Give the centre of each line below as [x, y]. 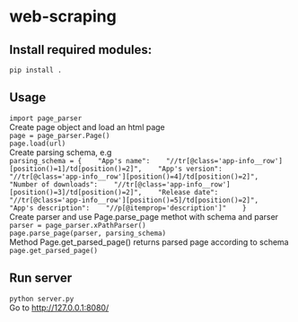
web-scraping [63, 17]
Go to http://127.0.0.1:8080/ [59, 308]
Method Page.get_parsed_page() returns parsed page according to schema [149, 242]
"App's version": [190, 169]
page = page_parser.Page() [60, 135]
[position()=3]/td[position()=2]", [76, 192]
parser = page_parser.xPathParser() [78, 225]
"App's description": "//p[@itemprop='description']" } [128, 208]
